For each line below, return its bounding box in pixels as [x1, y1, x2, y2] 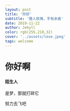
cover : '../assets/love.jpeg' [5, 35, 66, 39]
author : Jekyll [5, 25, 36, 30]
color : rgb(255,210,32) [5, 30, 53, 35]
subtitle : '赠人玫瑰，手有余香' [5, 16, 64, 21]
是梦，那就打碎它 [5, 91, 39, 96]
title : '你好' [5, 12, 32, 17]
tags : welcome [5, 39, 34, 44]
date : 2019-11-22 [5, 20, 40, 26]
